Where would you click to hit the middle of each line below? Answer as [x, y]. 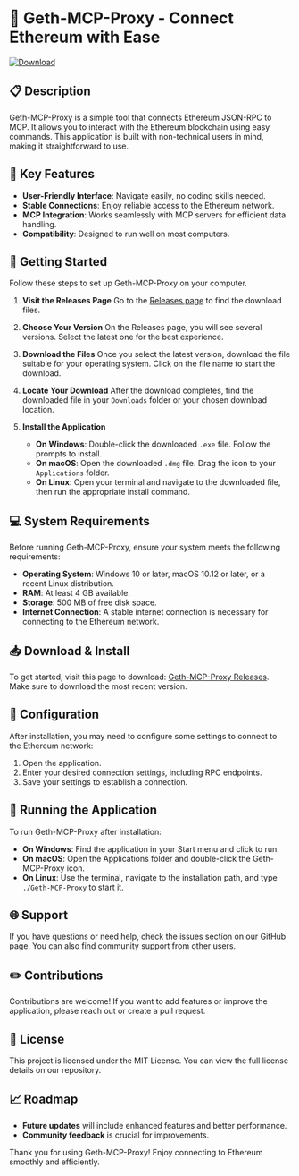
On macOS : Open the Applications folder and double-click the [137, 858]
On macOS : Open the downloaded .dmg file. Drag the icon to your [156, 464]
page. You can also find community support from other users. [123, 946]
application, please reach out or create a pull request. [108, 1011]
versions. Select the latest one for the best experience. [123, 337]
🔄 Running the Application [83, 810]
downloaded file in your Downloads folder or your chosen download [145, 400]
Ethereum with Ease [85, 37]
